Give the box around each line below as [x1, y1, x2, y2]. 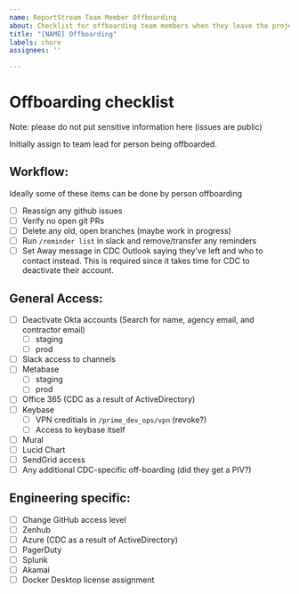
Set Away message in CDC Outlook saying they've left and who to [21, 245, 264, 256]
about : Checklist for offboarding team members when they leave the [9, 21, 269, 30]
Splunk [21, 555, 48, 565]
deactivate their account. [21, 265, 114, 276]
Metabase [21, 364, 60, 374]
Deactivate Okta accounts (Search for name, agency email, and [21, 315, 255, 325]
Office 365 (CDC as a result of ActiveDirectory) [21, 394, 196, 405]
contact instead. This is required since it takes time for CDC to [21, 255, 251, 267]
